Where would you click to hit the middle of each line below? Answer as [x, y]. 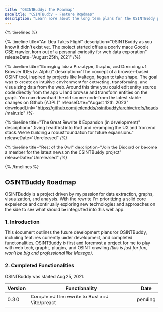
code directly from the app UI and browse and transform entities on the [76, 92]
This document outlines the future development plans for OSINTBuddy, [76, 232]
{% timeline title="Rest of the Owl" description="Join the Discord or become [81, 147]
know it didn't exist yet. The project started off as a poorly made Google [77, 47]
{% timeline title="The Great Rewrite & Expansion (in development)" [73, 122]
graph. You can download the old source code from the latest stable [73, 98]
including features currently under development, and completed [69, 238]
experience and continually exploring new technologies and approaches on [80, 204]
